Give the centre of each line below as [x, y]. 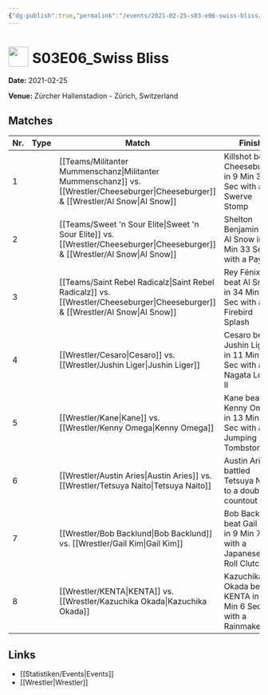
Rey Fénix [242, 272]
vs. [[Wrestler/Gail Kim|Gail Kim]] [121, 543]
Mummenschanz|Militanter [109, 172]
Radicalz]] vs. [85, 292]
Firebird [238, 312]
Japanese [242, 554]
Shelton [238, 219]
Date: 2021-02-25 [38, 80]
